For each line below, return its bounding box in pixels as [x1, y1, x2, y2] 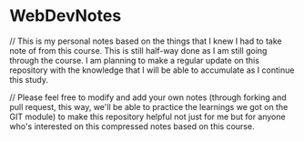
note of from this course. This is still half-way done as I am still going [9, 45, 268, 55]
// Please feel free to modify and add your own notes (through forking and [9, 92, 287, 103]
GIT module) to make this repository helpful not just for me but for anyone [9, 111, 286, 122]
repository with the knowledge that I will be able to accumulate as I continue [9, 65, 295, 76]
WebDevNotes [9, 5, 122, 26]
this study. [9, 74, 48, 85]
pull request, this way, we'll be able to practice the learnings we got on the [9, 101, 289, 112]
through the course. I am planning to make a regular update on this [9, 55, 259, 65]
